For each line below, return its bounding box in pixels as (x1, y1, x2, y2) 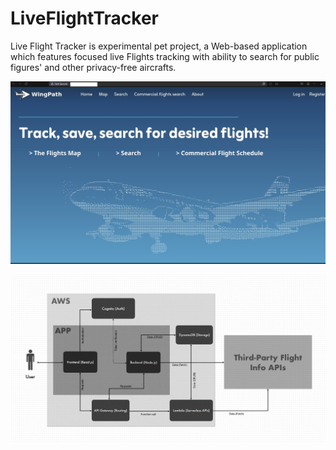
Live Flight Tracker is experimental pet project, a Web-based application (10, 40, 308, 52)
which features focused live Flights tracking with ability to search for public (10, 50, 320, 62)
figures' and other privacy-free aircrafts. (10, 61, 177, 73)
